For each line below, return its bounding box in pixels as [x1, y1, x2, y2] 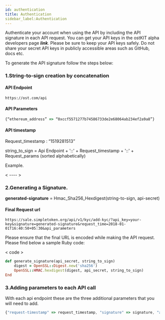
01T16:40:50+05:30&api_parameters [5, 226, 76, 231]
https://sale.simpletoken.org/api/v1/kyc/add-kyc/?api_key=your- [5, 217, 141, 222]
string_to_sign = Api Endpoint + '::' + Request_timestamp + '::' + [5, 148, 134, 154]
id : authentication [5, 7, 45, 12]
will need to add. [5, 300, 39, 307]
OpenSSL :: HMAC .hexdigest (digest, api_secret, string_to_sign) [14, 268, 144, 273]
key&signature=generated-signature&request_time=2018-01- [5, 222, 126, 227]
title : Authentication [5, 12, 52, 17]
